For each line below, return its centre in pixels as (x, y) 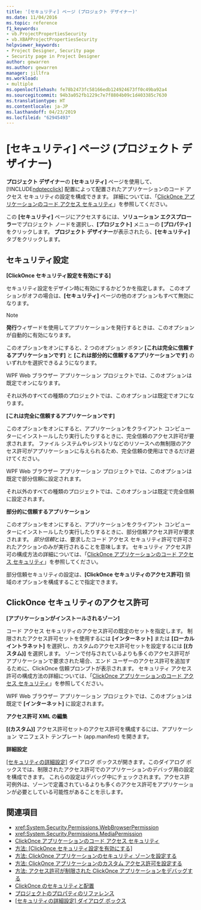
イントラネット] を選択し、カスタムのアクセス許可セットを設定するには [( (97, 646)
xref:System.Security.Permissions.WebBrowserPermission (87, 827)
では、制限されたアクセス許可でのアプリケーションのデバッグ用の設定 (108, 769)
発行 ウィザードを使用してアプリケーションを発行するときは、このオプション (100, 327)
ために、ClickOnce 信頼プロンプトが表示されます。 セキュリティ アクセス (101, 668)
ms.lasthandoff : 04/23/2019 (41, 112)
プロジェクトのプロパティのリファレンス (65, 893)
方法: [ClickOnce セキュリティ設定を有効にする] (74, 848)
